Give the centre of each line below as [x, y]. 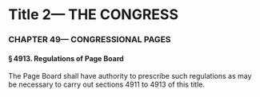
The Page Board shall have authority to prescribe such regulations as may [130, 76]
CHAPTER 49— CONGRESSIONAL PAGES [90, 40]
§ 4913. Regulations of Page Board [66, 58]
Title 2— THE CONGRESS [93, 15]
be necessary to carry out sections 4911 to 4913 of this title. [107, 84]
